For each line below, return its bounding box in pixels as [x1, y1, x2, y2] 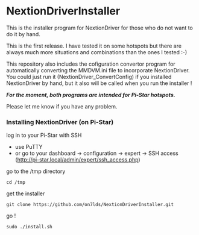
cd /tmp [6, 180, 26, 186]
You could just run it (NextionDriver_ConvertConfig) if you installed [6, 73, 172, 80]
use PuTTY [14, 143, 43, 151]
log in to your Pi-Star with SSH [6, 131, 82, 139]
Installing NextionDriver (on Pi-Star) [6, 117, 114, 126]
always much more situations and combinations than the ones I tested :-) [6, 48, 188, 55]
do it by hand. [6, 30, 40, 37]
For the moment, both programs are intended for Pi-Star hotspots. [6, 91, 176, 98]
